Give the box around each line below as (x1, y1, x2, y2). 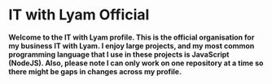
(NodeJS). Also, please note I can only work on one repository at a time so (8, 58, 264, 68)
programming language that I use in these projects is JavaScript (8, 49, 230, 59)
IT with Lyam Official (8, 6, 150, 24)
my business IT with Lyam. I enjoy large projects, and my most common (8, 40, 255, 50)
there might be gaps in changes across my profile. (8, 66, 182, 76)
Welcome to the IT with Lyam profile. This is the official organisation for (8, 32, 255, 42)
